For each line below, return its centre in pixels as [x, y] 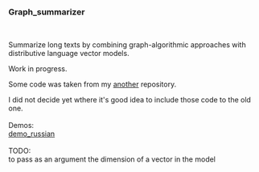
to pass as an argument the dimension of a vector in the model [112, 159]
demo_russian [32, 134]
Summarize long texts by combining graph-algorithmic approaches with [127, 45]
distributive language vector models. [69, 54]
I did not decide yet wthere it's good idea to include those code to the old [130, 100]
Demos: [21, 126]
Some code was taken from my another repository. [92, 84]
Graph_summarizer [47, 12]
